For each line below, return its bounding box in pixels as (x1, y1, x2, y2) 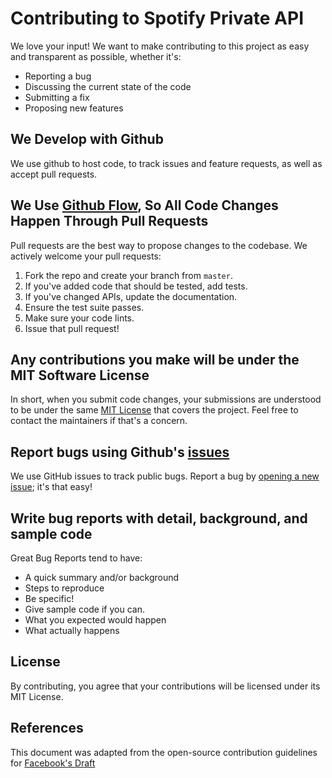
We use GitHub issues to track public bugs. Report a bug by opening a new (10, 470, 320, 482)
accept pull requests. (10, 168, 98, 180)
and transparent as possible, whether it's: (10, 50, 182, 62)
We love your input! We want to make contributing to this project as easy (10, 40, 310, 52)
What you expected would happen (24, 614, 167, 626)
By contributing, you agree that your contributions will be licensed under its (10, 680, 321, 692)
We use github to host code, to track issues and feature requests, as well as (10, 157, 323, 169)
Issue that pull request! (24, 322, 120, 334)
